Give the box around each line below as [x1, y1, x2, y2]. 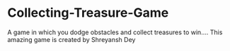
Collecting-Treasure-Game [7, 5, 169, 21]
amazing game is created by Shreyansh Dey [7, 35, 136, 43]
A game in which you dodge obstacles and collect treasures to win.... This [7, 28, 223, 36]
